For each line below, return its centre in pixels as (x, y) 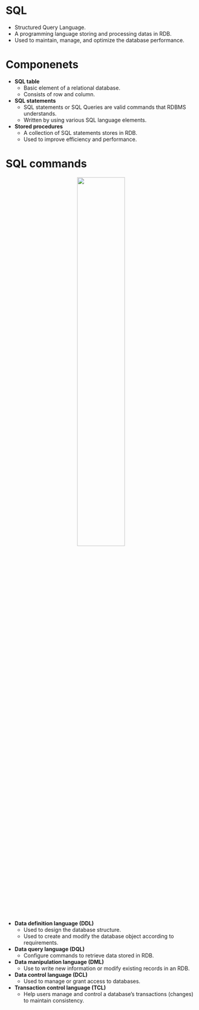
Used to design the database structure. (72, 930)
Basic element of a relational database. (72, 88)
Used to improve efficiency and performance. (80, 139)
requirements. (41, 942)
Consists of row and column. (59, 94)
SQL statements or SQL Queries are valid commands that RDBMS (105, 107)
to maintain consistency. (54, 1000)
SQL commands (46, 164)
